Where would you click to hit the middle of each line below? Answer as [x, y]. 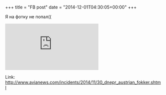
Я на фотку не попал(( [28, 17]
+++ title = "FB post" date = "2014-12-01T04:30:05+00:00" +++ [71, 7]
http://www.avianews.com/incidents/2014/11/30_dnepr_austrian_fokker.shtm [83, 82]
